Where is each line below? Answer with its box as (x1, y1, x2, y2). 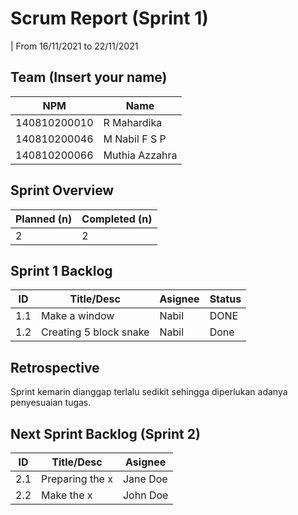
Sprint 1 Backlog (10, 262, 113, 279)
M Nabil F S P (103, 132, 167, 146)
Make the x (41, 488, 93, 502)
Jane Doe (122, 472, 168, 486)
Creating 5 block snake (41, 325, 150, 339)
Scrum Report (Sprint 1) (10, 7, 209, 30)
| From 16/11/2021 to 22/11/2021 (10, 40, 139, 52)
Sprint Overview (10, 182, 115, 199)
